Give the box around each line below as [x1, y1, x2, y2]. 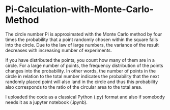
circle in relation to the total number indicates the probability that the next [5, 73, 159, 79]
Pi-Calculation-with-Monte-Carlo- [5, 4, 154, 15]
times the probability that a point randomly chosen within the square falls [5, 36, 158, 43]
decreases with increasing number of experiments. [5, 47, 112, 53]
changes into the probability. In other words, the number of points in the [5, 67, 156, 74]
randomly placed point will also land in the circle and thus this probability [5, 79, 158, 85]
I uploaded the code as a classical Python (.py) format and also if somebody [5, 94, 165, 100]
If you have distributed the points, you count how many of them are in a [5, 57, 155, 63]
